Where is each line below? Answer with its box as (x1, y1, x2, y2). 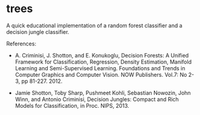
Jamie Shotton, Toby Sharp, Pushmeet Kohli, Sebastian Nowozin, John (15, 89, 192, 96)
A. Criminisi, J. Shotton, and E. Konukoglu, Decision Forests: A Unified (15, 51, 189, 59)
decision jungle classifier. (6, 28, 69, 35)
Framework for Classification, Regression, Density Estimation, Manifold (15, 58, 192, 65)
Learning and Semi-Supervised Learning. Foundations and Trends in (15, 64, 185, 71)
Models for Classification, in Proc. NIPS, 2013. (15, 102, 130, 109)
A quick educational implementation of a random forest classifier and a (6, 22, 182, 29)
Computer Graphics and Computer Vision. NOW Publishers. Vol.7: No (15, 71, 187, 78)
